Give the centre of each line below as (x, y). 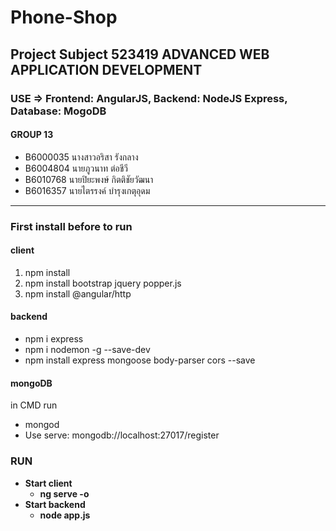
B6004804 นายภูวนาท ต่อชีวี (76, 168)
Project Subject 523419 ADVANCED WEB (140, 54)
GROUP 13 (32, 135)
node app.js (65, 515)
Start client (48, 483)
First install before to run (71, 226)
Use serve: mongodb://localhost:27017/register (122, 435)
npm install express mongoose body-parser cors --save (140, 360)
